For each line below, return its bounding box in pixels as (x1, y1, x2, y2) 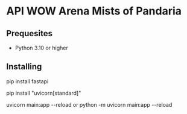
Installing (6, 62, 42, 72)
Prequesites (6, 28, 53, 39)
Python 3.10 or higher (14, 44, 68, 51)
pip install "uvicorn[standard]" (6, 89, 81, 97)
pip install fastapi (6, 77, 49, 85)
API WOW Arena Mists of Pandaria (6, 4, 182, 18)
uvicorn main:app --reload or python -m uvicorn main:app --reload (6, 101, 173, 108)
